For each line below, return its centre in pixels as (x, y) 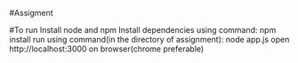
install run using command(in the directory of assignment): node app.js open (149, 39)
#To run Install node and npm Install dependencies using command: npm (143, 30)
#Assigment (31, 13)
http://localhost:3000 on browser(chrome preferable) (107, 49)
